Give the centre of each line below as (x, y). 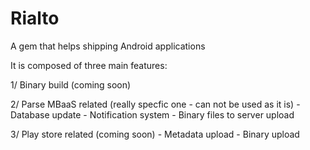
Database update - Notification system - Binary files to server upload (152, 114)
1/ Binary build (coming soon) (71, 84)
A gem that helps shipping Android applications (108, 46)
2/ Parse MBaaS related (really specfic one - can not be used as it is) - (155, 104)
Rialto (35, 18)
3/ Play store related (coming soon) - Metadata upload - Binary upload (155, 134)
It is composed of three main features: (89, 65)
